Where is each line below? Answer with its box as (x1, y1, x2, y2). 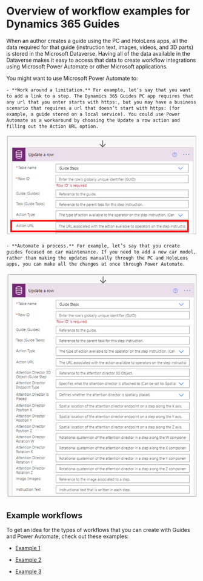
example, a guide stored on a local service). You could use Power (6, 111, 181, 117)
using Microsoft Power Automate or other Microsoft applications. (6, 62, 168, 70)
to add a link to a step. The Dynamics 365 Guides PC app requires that (6, 93, 194, 99)
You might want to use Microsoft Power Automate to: (6, 74, 138, 82)
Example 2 (15, 556, 42, 563)
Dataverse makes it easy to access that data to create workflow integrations (6, 56, 196, 64)
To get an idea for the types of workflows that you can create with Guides (6, 527, 190, 534)
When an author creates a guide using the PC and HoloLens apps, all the (6, 37, 188, 44)
